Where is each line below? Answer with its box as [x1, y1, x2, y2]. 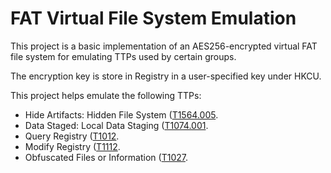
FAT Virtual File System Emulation [10, 7, 297, 30]
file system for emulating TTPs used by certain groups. [10, 50, 237, 62]
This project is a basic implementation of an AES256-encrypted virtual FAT [10, 40, 318, 52]
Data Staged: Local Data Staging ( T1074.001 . [24, 119, 209, 131]
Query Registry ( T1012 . [24, 130, 120, 142]
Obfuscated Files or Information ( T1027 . [24, 151, 188, 163]
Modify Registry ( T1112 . [24, 140, 121, 152]
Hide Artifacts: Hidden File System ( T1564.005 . [24, 108, 219, 121]
